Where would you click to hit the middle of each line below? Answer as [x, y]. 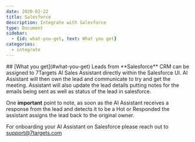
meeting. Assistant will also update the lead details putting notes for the [93, 85]
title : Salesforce [28, 17]
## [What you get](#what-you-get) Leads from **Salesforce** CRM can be [98, 66]
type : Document [25, 28]
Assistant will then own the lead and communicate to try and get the [88, 79]
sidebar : [17, 33]
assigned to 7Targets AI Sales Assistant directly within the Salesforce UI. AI [97, 72]
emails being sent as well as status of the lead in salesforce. [79, 91]
